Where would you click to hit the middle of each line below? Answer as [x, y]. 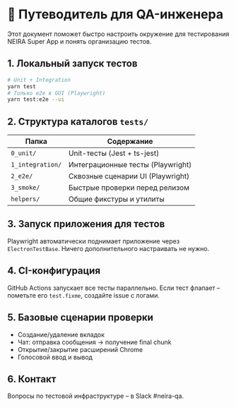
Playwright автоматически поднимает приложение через [94, 241]
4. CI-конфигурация [54, 271]
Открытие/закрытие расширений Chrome [80, 349]
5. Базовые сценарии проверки [80, 318]
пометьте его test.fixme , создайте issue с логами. [84, 295]
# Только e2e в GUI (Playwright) [57, 93]
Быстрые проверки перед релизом [129, 188]
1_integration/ [36, 165]
